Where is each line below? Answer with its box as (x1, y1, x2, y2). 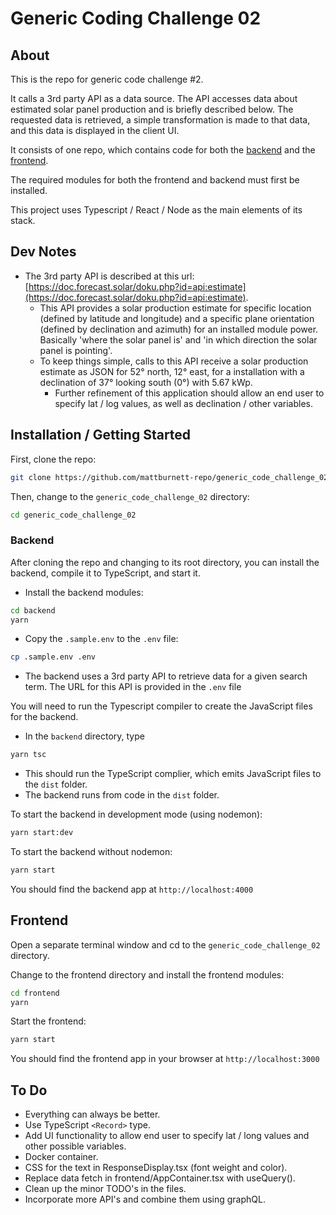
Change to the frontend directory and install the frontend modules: (10, 968, 285, 981)
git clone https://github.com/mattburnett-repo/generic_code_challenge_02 (10, 472, 329, 482)
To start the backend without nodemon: (10, 846, 173, 858)
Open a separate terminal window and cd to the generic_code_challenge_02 (10, 938, 321, 951)
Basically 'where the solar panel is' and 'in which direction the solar (39, 333, 318, 346)
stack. (10, 215, 36, 226)
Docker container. (24, 1151, 99, 1163)
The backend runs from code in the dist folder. (24, 789, 220, 801)
